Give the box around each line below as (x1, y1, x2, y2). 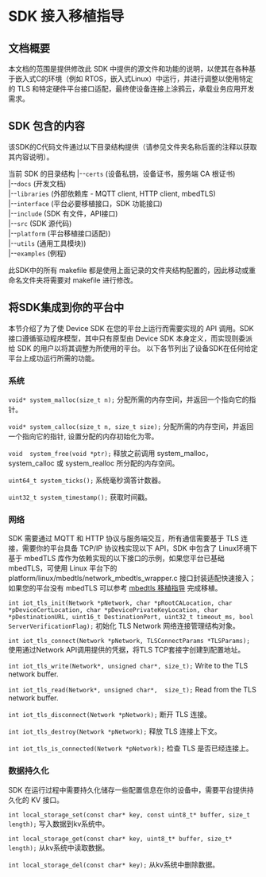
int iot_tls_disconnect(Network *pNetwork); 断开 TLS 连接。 (8, 710, 212, 719)
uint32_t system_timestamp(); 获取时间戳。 (8, 492, 152, 501)
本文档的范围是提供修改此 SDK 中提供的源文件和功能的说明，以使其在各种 (8, 64, 249, 73)
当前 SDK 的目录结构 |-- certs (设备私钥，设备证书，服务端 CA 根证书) (8, 169, 236, 178)
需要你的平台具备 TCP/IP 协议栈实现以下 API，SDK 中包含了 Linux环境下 (21, 544, 258, 553)
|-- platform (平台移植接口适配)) (8, 228, 111, 238)
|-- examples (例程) (8, 248, 67, 258)
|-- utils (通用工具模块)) (8, 238, 87, 248)
